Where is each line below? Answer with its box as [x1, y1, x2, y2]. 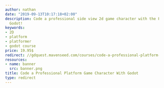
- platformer [5, 39, 32, 44]
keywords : [5, 25, 25, 30]
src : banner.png [9, 66, 42, 71]
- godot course [5, 44, 36, 48]
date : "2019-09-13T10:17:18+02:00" [5, 12, 78, 17]
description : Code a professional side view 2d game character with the [5, 16, 156, 21]
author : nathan [5, 7, 36, 12]
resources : [5, 57, 27, 62]
